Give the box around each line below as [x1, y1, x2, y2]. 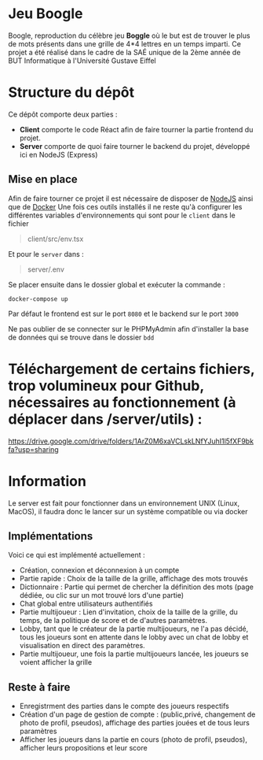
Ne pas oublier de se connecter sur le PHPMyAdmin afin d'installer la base [8, 324, 249, 333]
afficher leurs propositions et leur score [19, 743, 148, 753]
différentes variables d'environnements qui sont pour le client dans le [8, 210, 236, 220]
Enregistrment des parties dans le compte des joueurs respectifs [19, 702, 229, 711]
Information [8, 472, 86, 490]
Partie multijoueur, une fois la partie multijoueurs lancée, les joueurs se [19, 649, 249, 658]
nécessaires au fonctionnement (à [8, 393, 237, 411]
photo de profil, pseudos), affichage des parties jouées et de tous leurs [19, 718, 250, 728]
